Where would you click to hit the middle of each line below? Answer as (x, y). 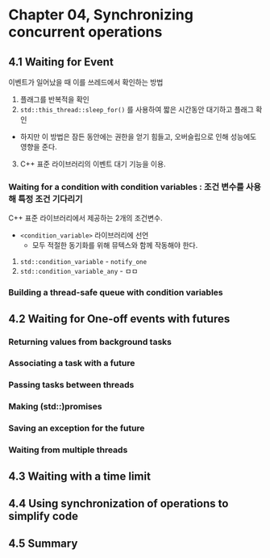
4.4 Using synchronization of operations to (118, 503)
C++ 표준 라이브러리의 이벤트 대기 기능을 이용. (93, 164)
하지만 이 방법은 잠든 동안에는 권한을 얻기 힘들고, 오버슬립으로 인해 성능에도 (138, 136)
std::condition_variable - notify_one (83, 262)
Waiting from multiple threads (68, 450)
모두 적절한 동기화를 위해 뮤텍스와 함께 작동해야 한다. (115, 245)
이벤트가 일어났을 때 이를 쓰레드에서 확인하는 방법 (86, 82)
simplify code (44, 516)
